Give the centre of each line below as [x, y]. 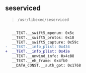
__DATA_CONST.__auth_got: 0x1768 [46, 65]
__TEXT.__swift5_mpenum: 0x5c [43, 33]
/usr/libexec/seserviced [43, 19]
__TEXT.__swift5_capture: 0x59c [45, 42]
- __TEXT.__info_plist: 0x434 [38, 47]
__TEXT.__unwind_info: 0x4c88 [43, 56]
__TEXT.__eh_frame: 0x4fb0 [40, 61]
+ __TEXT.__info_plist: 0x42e [38, 51]
